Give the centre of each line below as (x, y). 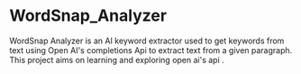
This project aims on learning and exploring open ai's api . (117, 60)
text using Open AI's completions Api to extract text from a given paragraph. (151, 50)
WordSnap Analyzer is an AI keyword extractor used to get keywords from (147, 41)
